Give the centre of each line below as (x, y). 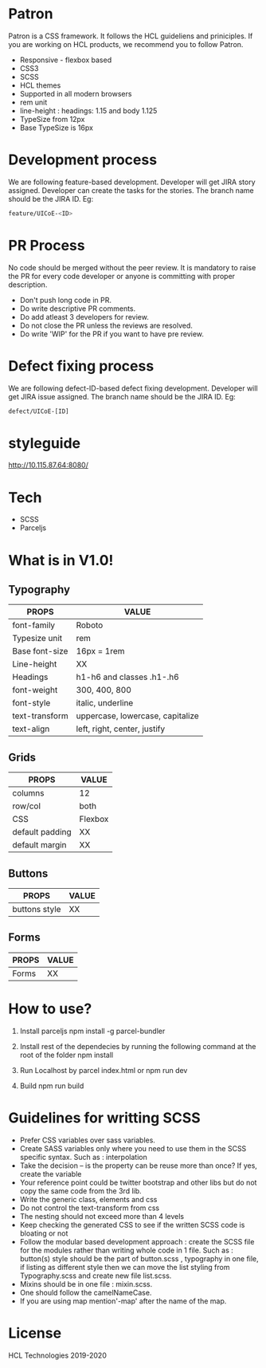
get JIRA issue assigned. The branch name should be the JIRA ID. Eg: (122, 396)
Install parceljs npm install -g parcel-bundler (92, 1031)
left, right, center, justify (121, 729)
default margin (39, 845)
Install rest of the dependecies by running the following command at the (138, 1046)
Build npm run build (52, 1086)
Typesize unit (37, 639)
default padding (42, 832)
